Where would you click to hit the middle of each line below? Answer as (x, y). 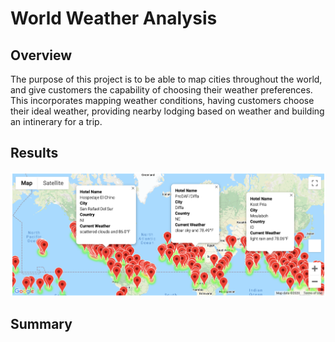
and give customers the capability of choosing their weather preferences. (161, 90)
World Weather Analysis (114, 18)
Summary (41, 324)
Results (34, 153)
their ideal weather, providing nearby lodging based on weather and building (167, 111)
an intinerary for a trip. (56, 121)
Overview (41, 55)
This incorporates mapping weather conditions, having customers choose (162, 100)
